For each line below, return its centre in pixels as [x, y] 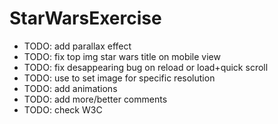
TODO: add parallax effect [77, 46]
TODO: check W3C [63, 109]
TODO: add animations [70, 88]
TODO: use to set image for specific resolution [119, 78]
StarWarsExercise [85, 18]
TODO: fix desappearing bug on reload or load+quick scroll [146, 67]
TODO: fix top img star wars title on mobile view [122, 56]
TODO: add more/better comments [95, 99]
